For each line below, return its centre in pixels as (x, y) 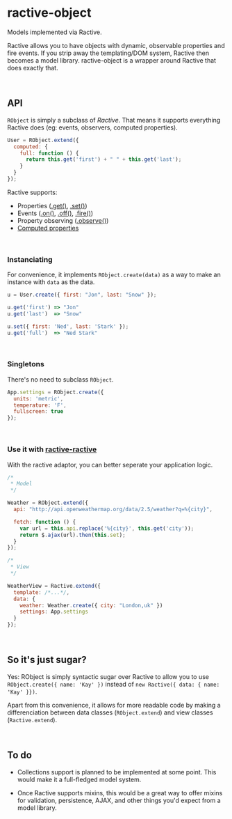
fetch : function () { (45, 522)
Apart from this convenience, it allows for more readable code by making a (114, 705)
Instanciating (30, 259)
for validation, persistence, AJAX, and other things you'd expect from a (119, 800)
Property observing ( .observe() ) (63, 220)
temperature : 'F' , (40, 405)
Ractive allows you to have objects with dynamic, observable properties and (116, 45)
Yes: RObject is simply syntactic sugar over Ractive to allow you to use (108, 676)
